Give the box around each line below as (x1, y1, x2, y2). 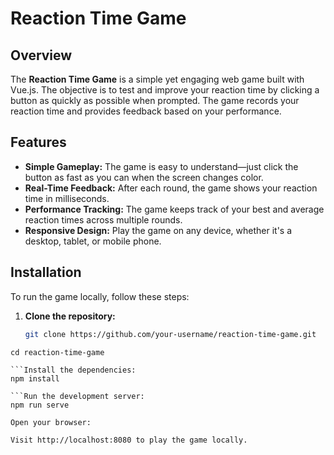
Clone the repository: (24, 310, 116, 322)
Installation (10, 264, 82, 281)
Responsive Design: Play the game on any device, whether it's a (24, 224, 293, 236)
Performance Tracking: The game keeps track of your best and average (24, 203, 325, 215)
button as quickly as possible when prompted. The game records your (10, 95, 300, 106)
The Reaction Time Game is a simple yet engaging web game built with (10, 73, 305, 85)
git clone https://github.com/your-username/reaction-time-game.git (24, 329, 317, 339)
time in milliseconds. (24, 192, 110, 204)
